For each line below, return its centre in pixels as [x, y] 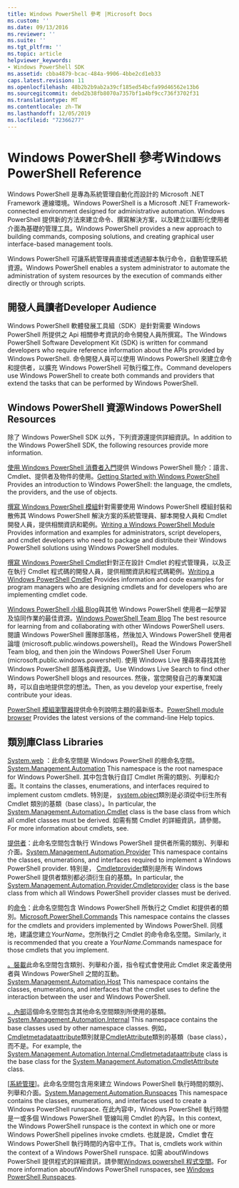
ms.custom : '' [29, 21]
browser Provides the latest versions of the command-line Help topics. [111, 718]
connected [23, 210]
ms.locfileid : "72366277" [46, 120]
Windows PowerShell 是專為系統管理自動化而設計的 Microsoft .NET [106, 194]
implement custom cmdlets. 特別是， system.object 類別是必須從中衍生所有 [117, 795]
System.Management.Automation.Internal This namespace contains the [112, 1020]
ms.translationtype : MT [43, 101]
